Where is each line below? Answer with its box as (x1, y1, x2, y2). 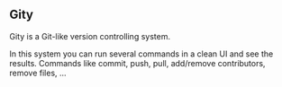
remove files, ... (9, 67, 67, 78)
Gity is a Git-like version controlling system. (9, 30, 171, 41)
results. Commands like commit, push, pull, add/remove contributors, (9, 57, 266, 68)
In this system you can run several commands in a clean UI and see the (9, 48, 274, 59)
